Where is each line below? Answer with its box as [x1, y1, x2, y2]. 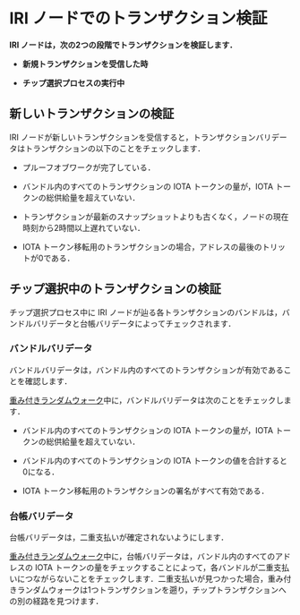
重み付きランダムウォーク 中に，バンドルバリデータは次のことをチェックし [9, 395, 284, 406]
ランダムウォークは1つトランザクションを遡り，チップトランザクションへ [16, 585, 287, 595]
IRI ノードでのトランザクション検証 [9, 8, 268, 29]
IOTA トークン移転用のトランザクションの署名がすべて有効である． [21, 485, 270, 496]
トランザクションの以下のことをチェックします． [24, 142, 206, 153]
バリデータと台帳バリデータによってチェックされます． [32, 318, 236, 329]
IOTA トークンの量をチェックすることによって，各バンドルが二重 [34, 562, 275, 573]
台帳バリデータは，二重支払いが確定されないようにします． [9, 532, 229, 542]
